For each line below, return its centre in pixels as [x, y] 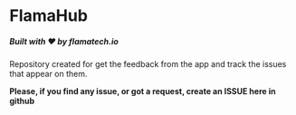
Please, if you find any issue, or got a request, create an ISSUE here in [143, 91]
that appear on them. [48, 74]
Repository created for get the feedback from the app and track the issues [148, 64]
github [22, 101]
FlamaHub [49, 16]
